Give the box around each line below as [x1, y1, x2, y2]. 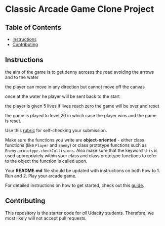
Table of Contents [5, 23, 62, 32]
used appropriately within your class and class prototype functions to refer [5, 152, 157, 159]
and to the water [5, 74, 39, 80]
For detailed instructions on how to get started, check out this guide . [5, 182, 145, 188]
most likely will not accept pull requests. [5, 215, 87, 221]
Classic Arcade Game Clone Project [5, 3, 154, 15]
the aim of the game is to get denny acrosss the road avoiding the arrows [5, 69, 154, 75]
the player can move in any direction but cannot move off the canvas [5, 84, 145, 90]
